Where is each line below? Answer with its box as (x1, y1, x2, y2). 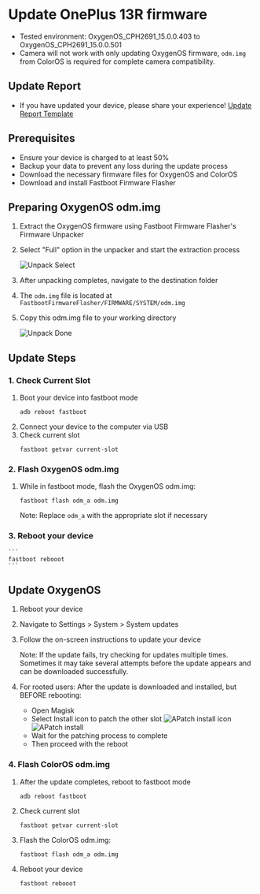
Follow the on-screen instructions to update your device (19, 635, 202, 644)
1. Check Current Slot (8, 374, 91, 386)
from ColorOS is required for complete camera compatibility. (19, 57, 216, 66)
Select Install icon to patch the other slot (31, 714, 163, 724)
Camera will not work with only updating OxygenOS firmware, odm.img (19, 48, 246, 58)
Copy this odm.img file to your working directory (19, 313, 177, 322)
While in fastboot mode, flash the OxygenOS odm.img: (19, 482, 196, 491)
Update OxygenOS (8, 583, 101, 597)
